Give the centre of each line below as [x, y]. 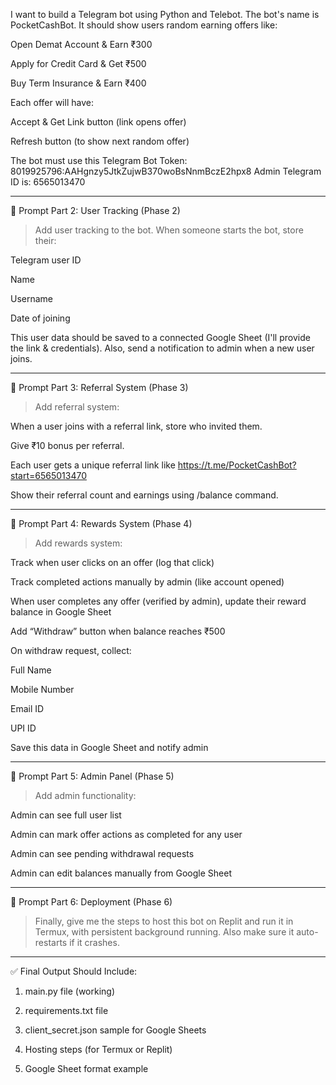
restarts [51, 942]
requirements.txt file [66, 1010]
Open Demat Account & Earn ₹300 [81, 44]
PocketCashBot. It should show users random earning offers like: [144, 25]
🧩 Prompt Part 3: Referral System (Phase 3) [99, 387]
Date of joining [40, 318]
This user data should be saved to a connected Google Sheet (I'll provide [160, 337]
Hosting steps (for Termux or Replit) [98, 1049]
